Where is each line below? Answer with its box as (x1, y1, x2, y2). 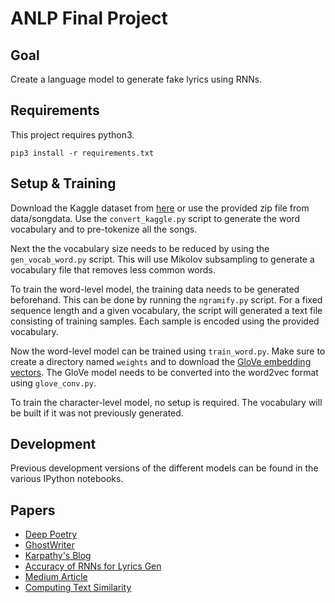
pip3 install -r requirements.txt (10, 148, 155, 158)
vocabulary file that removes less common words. (10, 263, 216, 276)
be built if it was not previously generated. (10, 407, 184, 419)
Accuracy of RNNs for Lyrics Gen (24, 560, 162, 572)
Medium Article (24, 571, 88, 583)
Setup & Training (10, 175, 117, 192)
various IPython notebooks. (10, 473, 124, 485)
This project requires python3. (10, 128, 135, 141)
